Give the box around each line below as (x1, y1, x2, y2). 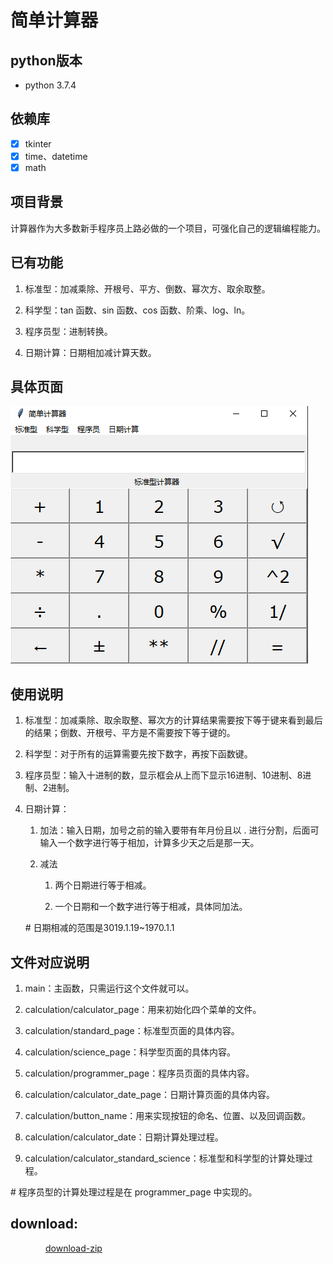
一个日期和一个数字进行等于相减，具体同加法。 (54, 901, 248, 913)
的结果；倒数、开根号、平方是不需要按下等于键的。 (24, 727, 236, 739)
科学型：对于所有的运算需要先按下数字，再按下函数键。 (24, 748, 253, 760)
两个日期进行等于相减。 (54, 879, 152, 891)
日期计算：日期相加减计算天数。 (24, 346, 157, 358)
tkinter (24, 137, 52, 150)
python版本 (10, 52, 83, 69)
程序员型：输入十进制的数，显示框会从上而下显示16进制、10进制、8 (24, 769, 303, 781)
